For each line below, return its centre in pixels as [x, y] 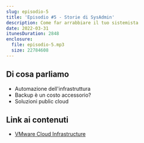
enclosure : [19, 39]
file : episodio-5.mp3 [38, 45]
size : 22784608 [30, 50]
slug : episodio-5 [27, 12]
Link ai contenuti [37, 120]
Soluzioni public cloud [42, 101]
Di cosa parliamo [38, 74]
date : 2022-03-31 [27, 28]
